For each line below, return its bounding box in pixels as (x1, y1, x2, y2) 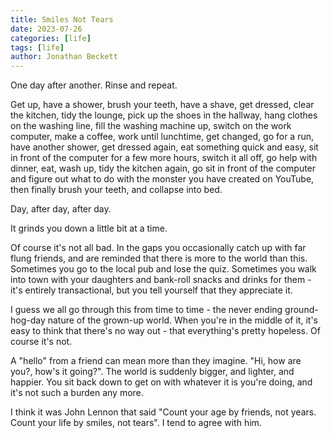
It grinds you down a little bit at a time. (10, 222, 168, 235)
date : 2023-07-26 (10, 24, 83, 34)
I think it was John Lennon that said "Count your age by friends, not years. (10, 406, 317, 418)
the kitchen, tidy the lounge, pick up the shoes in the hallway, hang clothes (10, 109, 318, 121)
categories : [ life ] (10, 33, 92, 43)
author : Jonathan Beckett (10, 52, 118, 62)
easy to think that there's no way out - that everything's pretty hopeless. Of (10, 325, 321, 337)
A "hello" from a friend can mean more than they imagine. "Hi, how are (10, 355, 302, 367)
